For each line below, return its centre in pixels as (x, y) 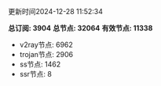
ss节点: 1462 (40, 64)
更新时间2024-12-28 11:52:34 (56, 11)
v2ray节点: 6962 (46, 45)
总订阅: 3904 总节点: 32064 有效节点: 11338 (80, 28)
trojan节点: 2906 (46, 54)
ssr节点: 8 (36, 74)
